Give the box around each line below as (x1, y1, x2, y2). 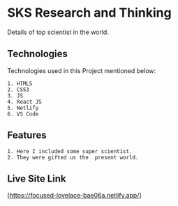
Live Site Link (7, 173, 66, 184)
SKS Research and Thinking (7, 5, 172, 21)
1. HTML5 (7, 80, 33, 87)
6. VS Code (7, 110, 39, 118)
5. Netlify (7, 104, 39, 111)
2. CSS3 (7, 86, 30, 93)
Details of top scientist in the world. (7, 28, 110, 36)
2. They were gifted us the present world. (7, 154, 139, 161)
